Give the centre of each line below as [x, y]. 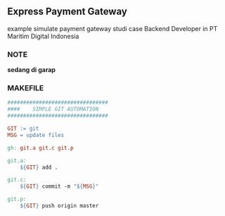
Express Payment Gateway [67, 12]
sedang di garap [32, 70]
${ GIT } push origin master [59, 206]
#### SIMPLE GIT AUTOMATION [53, 109]
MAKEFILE [26, 88]
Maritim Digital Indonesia [43, 36]
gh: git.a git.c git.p [40, 148]
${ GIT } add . [39, 167]
